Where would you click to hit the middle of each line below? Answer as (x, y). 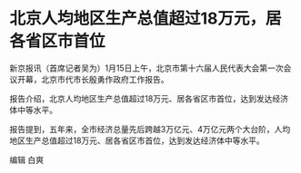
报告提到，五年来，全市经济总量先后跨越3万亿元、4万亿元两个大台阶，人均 (150, 129)
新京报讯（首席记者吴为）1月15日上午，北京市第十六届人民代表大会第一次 (146, 68)
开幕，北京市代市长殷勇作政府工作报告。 (93, 79)
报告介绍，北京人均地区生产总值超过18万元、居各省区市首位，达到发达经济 (149, 98)
